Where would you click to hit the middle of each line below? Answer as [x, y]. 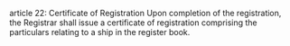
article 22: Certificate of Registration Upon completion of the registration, [145, 13]
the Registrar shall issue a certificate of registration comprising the [133, 23]
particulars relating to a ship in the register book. [100, 32]
